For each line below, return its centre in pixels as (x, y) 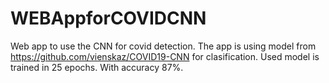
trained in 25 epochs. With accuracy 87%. (97, 67)
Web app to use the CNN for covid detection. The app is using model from (163, 46)
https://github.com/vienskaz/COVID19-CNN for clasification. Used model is (165, 56)
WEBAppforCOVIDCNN (108, 18)
